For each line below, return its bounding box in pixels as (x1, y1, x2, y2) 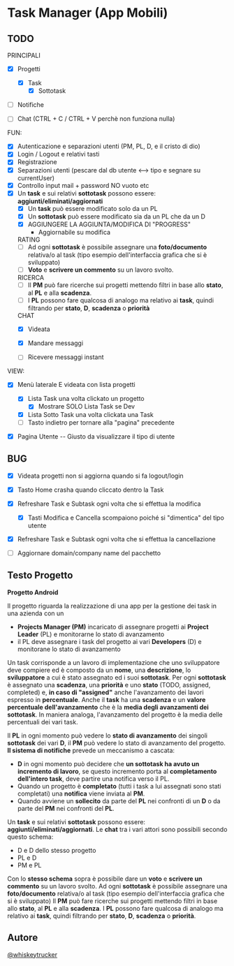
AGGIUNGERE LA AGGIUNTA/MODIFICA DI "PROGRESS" (27, 220, 191, 228)
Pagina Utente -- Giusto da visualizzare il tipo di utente (17, 432, 175, 441)
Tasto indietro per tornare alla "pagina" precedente (27, 418, 175, 427)
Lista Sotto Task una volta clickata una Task (27, 410, 154, 418)
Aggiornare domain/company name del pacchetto (17, 548, 161, 557)
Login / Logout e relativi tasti (17, 150, 100, 159)
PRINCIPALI (7, 51, 41, 59)
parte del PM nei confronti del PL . (17, 804, 115, 812)
